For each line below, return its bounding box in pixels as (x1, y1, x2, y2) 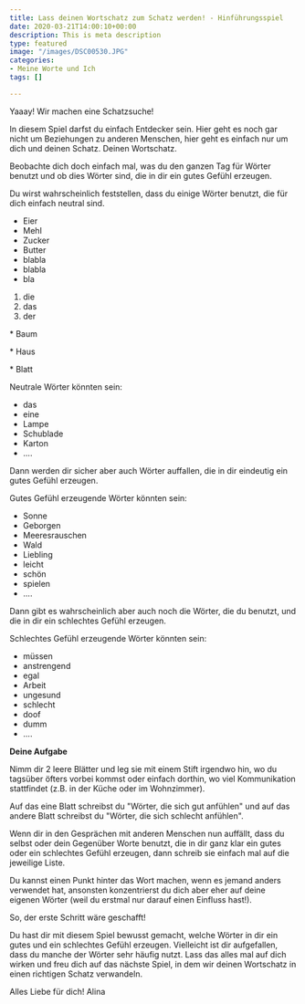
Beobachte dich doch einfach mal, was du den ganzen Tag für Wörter (9, 161, 271, 172)
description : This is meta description (9, 30, 162, 39)
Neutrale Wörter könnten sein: (9, 381, 123, 392)
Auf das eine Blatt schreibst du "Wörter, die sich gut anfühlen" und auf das (9, 800, 290, 811)
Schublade (22, 428, 64, 439)
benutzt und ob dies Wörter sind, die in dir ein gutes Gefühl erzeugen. (9, 170, 272, 181)
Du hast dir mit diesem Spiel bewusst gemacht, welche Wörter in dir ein (9, 929, 279, 940)
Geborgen (22, 519, 61, 530)
